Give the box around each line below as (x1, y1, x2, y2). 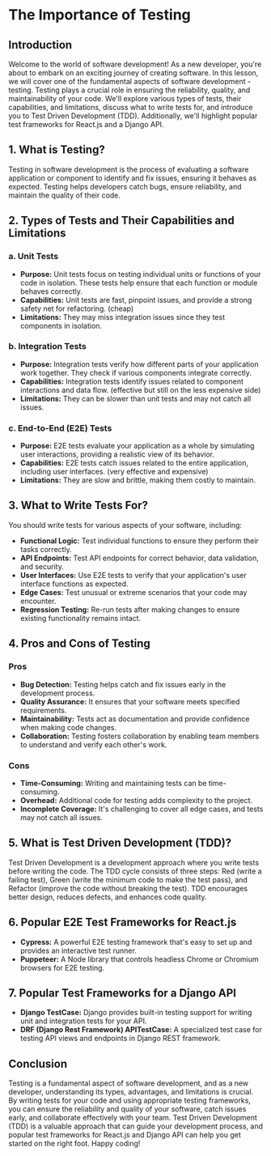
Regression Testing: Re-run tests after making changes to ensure (19, 605, 240, 614)
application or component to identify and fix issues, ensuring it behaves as (8, 172, 257, 183)
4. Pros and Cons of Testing (8, 637, 151, 651)
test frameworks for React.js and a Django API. (8, 120, 164, 129)
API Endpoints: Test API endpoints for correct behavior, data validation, (19, 553, 259, 563)
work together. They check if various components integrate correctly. (19, 368, 252, 377)
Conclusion (8, 1056, 68, 1070)
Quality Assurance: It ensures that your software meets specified (19, 696, 240, 706)
